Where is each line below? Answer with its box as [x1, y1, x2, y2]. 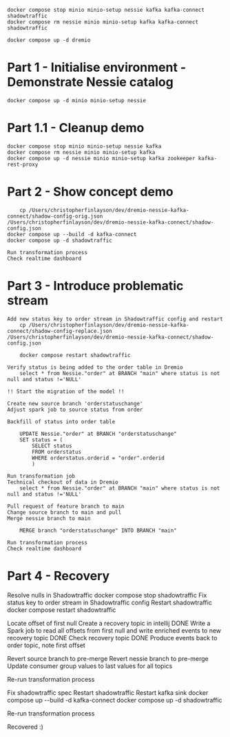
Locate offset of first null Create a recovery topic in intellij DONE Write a [7, 619, 211, 627]
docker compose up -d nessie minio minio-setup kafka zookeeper [7, 155, 196, 162]
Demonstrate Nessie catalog [7, 75, 174, 90]
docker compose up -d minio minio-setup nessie [7, 97, 147, 104]
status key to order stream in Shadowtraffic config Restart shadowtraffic [7, 598, 212, 606]
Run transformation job [7, 472, 76, 479]
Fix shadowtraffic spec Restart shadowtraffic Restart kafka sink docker [7, 688, 209, 697]
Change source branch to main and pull [7, 508, 122, 516]
